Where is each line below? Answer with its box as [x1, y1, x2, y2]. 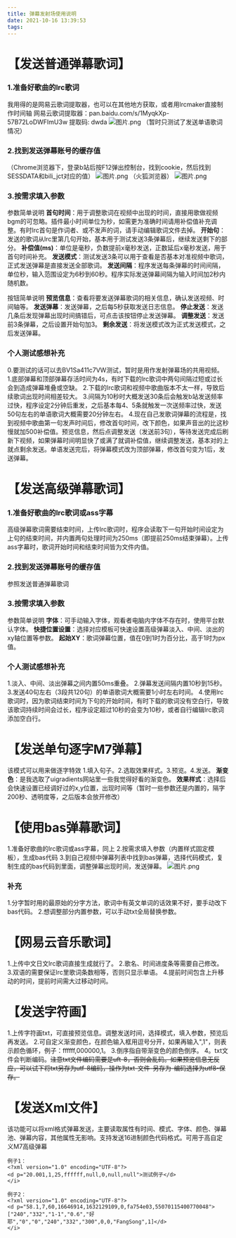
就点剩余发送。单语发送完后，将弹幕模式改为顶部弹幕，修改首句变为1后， [7, 445, 219, 453]
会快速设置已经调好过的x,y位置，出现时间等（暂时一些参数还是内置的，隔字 [7, 784, 225, 792]
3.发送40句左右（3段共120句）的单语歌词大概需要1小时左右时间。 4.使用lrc [7, 688, 224, 697]
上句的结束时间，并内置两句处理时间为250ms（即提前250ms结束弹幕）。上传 [7, 534, 229, 543]
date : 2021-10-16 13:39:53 [7, 17, 86, 24]
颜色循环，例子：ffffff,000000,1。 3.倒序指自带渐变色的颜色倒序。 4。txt [13, 1047, 223, 1055]
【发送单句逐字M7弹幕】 [7, 742, 150, 757]
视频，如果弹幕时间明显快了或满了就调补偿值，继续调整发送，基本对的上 [19, 436, 229, 444]
